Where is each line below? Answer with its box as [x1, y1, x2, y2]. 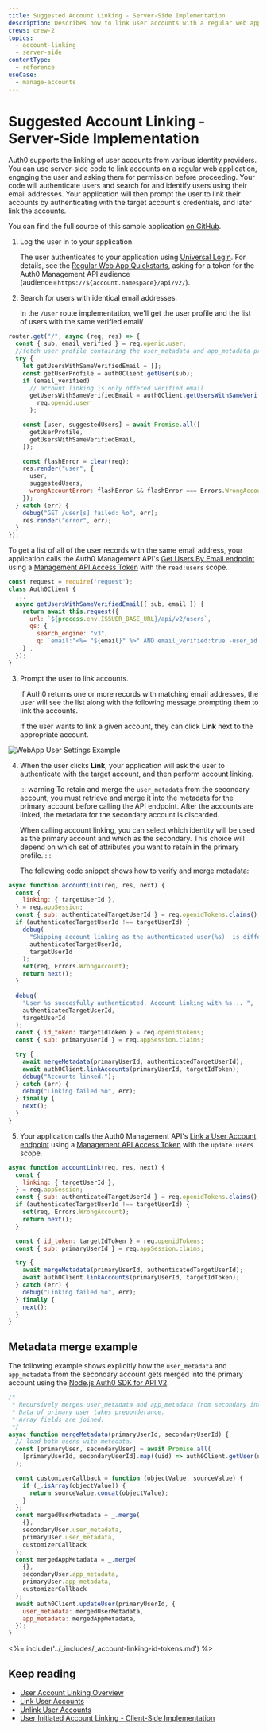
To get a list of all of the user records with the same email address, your [8, 545, 243, 555]
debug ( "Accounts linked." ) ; [22, 1073, 115, 1081]
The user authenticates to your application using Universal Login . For [19, 252, 246, 262]
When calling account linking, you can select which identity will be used [19, 825, 256, 835]
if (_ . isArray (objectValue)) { [22, 1481, 126, 1489]
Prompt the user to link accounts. [19, 673, 129, 683]
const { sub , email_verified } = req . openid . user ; [15, 340, 187, 348]
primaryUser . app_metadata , [22, 1578, 112, 1586]
